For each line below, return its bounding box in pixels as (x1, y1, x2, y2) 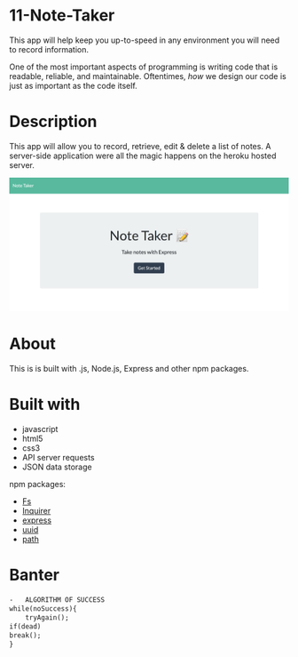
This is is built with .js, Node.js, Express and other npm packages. (9, 364, 249, 374)
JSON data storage (21, 461, 92, 472)
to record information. (9, 44, 90, 54)
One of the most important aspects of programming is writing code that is (9, 61, 278, 72)
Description (9, 112, 98, 132)
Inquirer (21, 506, 51, 517)
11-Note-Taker (9, 5, 115, 26)
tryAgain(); (25, 613, 69, 622)
